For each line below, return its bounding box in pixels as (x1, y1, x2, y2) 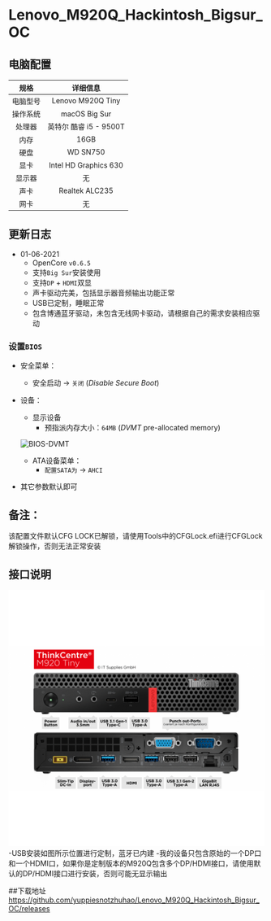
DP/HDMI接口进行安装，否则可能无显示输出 (22, 868, 168, 878)
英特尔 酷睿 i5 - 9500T (47, 122, 125, 132)
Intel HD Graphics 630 (48, 160, 124, 170)
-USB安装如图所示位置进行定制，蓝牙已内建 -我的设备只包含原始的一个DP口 (8, 848, 262, 858)
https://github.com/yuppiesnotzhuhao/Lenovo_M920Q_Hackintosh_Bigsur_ (8, 895, 260, 905)
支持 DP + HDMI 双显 (32, 278, 92, 288)
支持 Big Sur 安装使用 (32, 268, 101, 277)
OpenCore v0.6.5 (32, 258, 92, 268)
